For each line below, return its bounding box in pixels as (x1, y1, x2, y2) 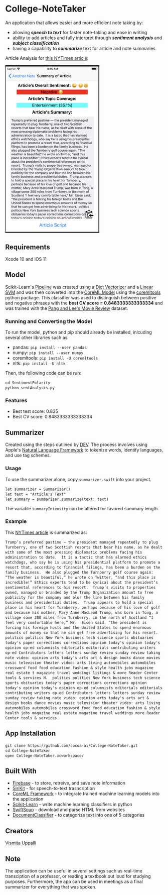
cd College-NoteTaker (5, 748, 51, 753)
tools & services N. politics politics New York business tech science (5, 675, 160, 681)
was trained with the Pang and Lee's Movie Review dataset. (5, 305, 128, 311)
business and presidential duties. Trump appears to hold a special (5, 600, 154, 605)
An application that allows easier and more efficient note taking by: (5, 20, 143, 26)
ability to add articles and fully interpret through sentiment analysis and (12, 35, 162, 41)
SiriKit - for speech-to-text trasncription (12, 786, 95, 792)
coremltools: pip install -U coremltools (12, 355, 98, 361)
